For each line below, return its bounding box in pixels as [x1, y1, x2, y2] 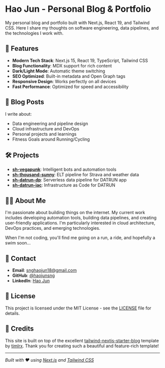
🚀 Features [5, 44, 39, 53]
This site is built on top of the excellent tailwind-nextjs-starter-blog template [5, 337, 159, 343]
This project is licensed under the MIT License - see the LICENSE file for [5, 305, 151, 311]
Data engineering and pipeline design [12, 121, 88, 126]
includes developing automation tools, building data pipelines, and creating [5, 215, 157, 221]
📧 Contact [5, 254, 36, 263]
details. [5, 310, 20, 316]
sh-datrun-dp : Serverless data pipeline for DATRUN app [12, 177, 127, 183]
